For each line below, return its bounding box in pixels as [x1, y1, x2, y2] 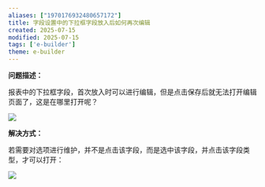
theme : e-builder [8, 48, 65, 56]
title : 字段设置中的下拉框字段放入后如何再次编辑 [8, 19, 151, 27]
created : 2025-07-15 [8, 26, 77, 34]
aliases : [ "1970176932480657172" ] [8, 11, 122, 20]
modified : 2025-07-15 [8, 33, 80, 42]
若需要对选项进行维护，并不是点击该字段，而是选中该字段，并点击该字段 [8, 145, 243, 154]
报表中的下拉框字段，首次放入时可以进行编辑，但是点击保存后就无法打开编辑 [8, 87, 257, 97]
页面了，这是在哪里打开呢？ [8, 97, 99, 106]
